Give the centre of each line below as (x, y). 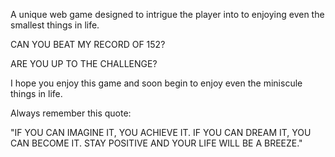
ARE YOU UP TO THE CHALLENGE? (84, 63)
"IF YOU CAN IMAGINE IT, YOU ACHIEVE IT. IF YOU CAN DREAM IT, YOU (161, 132)
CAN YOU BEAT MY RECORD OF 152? (88, 44)
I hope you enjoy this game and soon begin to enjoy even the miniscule (156, 83)
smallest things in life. (55, 25)
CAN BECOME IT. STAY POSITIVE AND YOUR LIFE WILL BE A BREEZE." (156, 143)
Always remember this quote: (71, 113)
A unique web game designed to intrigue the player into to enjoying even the (167, 14)
